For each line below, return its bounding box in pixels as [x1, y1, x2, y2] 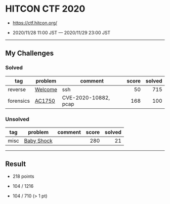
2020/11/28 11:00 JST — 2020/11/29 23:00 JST [12, 29, 111, 35]
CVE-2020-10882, [62, 94, 110, 101]
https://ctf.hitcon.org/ [12, 20, 57, 26]
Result [5, 160, 26, 169]
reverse [8, 86, 26, 93]
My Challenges [5, 49, 54, 58]
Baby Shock [24, 137, 53, 144]
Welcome [34, 86, 57, 93]
